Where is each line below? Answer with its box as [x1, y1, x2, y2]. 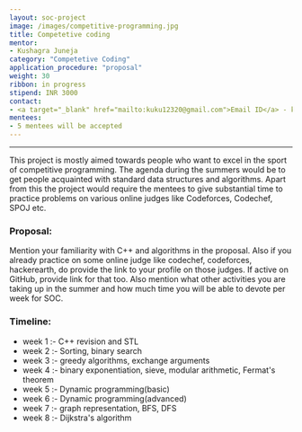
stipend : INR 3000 [9, 88, 78, 97]
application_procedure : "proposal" [9, 64, 143, 73]
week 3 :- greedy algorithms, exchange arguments [22, 355, 210, 366]
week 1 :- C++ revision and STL [22, 336, 139, 347]
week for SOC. [9, 293, 64, 304]
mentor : [9, 38, 39, 48]
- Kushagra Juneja [9, 47, 78, 56]
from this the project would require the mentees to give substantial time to [9, 183, 283, 194]
